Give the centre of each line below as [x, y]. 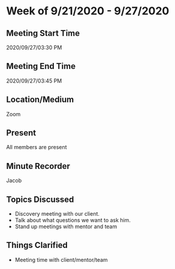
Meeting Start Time [43, 33]
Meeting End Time [41, 66]
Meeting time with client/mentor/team [61, 259]
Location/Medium [40, 100]
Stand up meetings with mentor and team [66, 226]
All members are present [37, 147]
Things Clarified [37, 245]
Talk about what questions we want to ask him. [73, 220]
